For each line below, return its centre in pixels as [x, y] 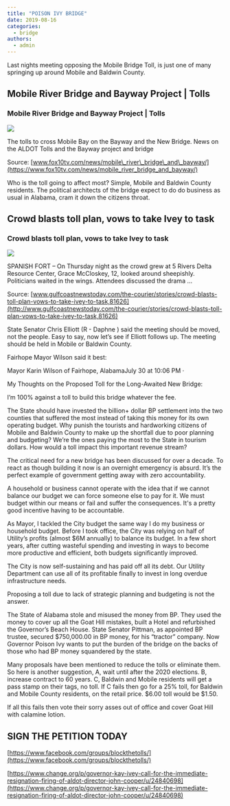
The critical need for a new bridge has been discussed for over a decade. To [115, 461]
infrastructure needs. [37, 581]
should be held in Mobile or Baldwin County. [70, 344]
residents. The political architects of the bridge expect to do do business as [114, 190]
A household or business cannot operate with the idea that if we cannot [108, 488]
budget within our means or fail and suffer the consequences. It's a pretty [112, 503]
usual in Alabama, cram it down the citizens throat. [79, 197]
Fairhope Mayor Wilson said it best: [57, 358]
